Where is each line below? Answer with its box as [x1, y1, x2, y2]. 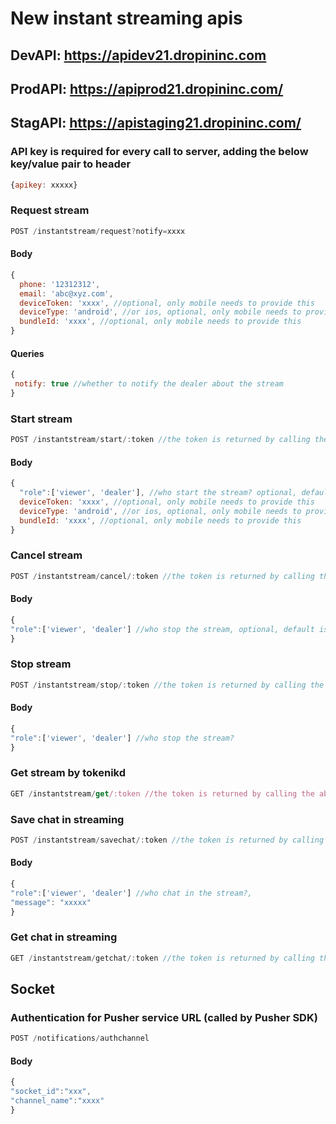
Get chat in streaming [10, 930, 118, 944]
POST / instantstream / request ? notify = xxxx [10, 226, 186, 236]
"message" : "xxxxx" [10, 897, 92, 907]
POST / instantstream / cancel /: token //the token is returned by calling [10, 571, 315, 581]
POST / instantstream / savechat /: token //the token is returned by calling [10, 835, 325, 845]
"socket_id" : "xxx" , [10, 1087, 92, 1097]
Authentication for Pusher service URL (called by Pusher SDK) [10, 1011, 318, 1025]
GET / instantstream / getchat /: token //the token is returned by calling [10, 953, 315, 963]
